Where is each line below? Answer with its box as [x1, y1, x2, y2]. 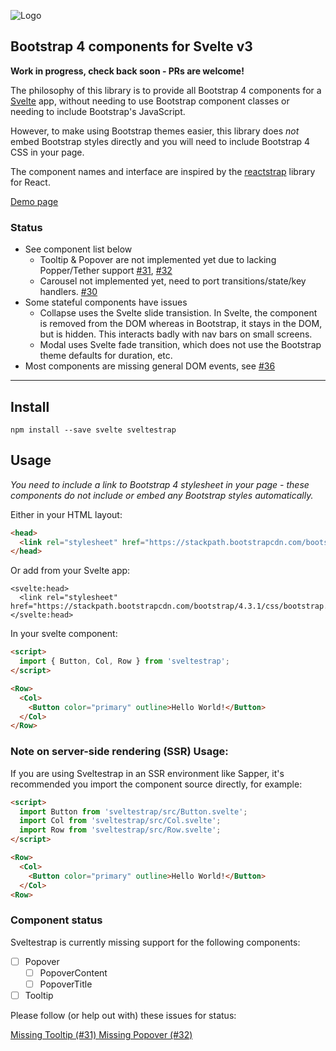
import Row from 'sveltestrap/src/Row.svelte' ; [19, 825, 222, 835]
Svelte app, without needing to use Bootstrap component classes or [10, 95, 290, 107]
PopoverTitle [39, 978, 93, 990]
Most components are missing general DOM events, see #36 [24, 360, 276, 372]
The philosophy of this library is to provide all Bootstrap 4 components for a [10, 84, 322, 96]
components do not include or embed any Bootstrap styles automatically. [10, 489, 314, 501]
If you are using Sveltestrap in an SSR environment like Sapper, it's [10, 767, 285, 779]
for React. [10, 176, 51, 188]
